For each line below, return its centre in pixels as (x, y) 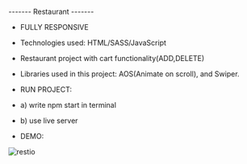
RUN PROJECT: (46, 89)
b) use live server (49, 121)
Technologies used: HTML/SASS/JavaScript (93, 43)
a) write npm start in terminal (68, 105)
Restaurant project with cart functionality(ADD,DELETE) (112, 58)
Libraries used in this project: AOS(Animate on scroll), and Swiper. (130, 74)
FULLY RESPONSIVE (54, 27)
